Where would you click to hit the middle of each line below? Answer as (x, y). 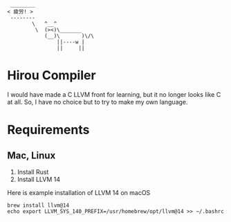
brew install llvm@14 (38, 205)
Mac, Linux (31, 155)
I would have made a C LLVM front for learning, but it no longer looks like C (114, 94)
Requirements (48, 130)
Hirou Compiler (52, 76)
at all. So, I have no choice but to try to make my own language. (98, 102)
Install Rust (33, 172)
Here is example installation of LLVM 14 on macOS (79, 192)
